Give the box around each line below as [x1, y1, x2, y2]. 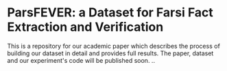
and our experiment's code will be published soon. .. [7, 56, 156, 64]
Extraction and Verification [7, 19, 164, 35]
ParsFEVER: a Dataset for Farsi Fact [7, 5, 214, 20]
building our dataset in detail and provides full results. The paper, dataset [7, 49, 214, 57]
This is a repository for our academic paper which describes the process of [7, 42, 221, 50]
